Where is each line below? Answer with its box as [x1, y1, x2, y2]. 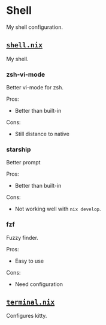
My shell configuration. [6, 23, 63, 31]
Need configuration [14, 280, 63, 288]
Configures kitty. [6, 312, 47, 320]
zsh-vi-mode [6, 70, 46, 79]
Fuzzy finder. [6, 234, 39, 241]
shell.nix [6, 41, 43, 50]
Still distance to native [14, 130, 70, 138]
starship [6, 145, 31, 154]
